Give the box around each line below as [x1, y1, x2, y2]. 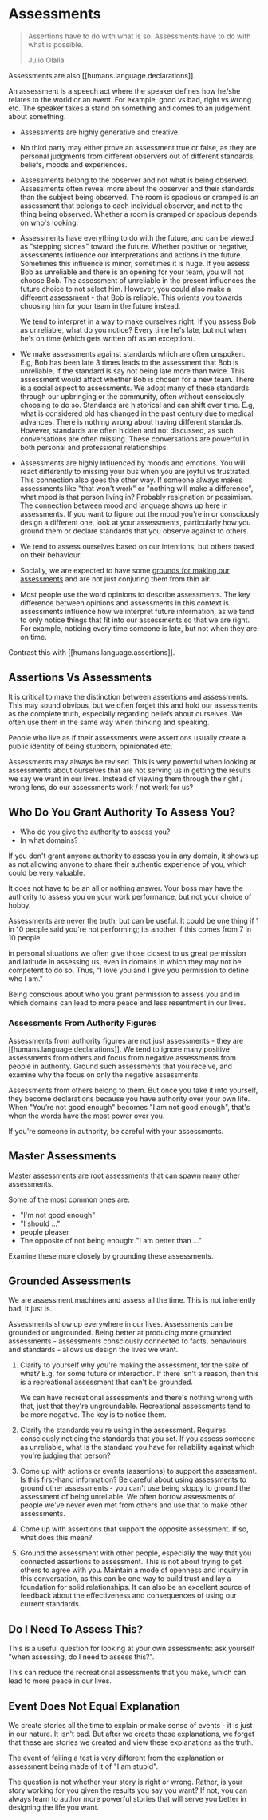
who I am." [8, 973, 44, 984]
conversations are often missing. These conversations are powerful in [19, 433, 250, 444]
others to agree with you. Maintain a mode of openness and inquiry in [19, 1565, 249, 1575]
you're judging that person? [19, 1451, 111, 1460]
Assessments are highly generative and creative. [19, 127, 181, 137]
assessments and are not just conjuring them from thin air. [19, 573, 211, 584]
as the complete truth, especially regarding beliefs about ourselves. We [8, 708, 242, 718]
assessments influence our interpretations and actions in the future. [19, 249, 243, 260]
